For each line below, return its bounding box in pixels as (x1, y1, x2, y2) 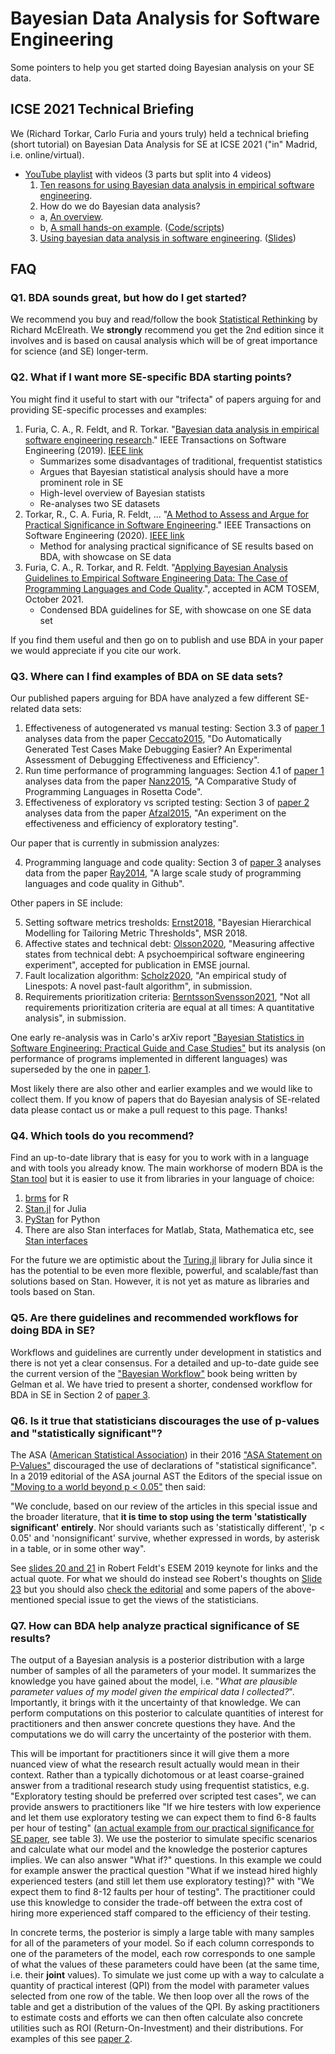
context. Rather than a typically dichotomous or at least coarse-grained (10, 1769, 305, 1781)
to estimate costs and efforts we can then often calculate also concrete (10, 2012, 303, 2024)
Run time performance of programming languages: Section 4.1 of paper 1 (24, 765, 325, 777)
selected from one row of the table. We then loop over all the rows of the (10, 1990, 310, 2002)
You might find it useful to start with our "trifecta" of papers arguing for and (10, 393, 322, 405)
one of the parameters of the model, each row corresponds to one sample (10, 1948, 316, 1960)
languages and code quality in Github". (24, 878, 185, 890)
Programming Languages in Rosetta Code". (24, 786, 203, 798)
